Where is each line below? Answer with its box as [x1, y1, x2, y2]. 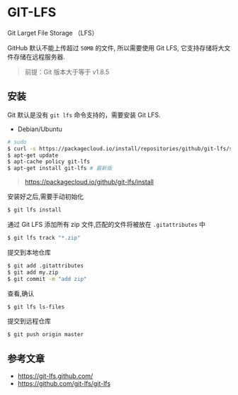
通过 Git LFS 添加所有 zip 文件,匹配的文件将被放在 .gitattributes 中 [7, 221, 206, 228]
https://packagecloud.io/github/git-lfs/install [24, 178, 154, 187]
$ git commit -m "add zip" [7, 275, 87, 282]
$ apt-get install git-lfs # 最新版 [7, 165, 113, 172]
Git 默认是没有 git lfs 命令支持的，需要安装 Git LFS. [7, 111, 161, 119]
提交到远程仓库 [7, 317, 51, 326]
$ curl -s [7, 145, 37, 152]
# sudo [7, 138, 27, 145]
